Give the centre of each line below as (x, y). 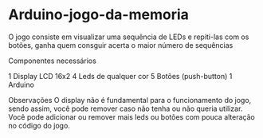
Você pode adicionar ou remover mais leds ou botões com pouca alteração (131, 116)
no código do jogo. (39, 125)
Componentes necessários (53, 61)
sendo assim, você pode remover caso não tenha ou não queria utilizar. (126, 108)
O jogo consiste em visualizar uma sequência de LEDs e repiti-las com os (129, 37)
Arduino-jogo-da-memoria (99, 15)
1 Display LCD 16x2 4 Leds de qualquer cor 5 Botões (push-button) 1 (120, 76)
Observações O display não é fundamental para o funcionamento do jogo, (130, 100)
